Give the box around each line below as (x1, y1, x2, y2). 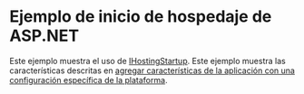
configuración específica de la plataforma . (9, 74, 168, 85)
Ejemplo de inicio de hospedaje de (9, 6, 272, 27)
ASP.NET (9, 25, 80, 46)
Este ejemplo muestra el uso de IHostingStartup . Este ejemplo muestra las (9, 55, 286, 66)
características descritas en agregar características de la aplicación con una (9, 65, 295, 76)
